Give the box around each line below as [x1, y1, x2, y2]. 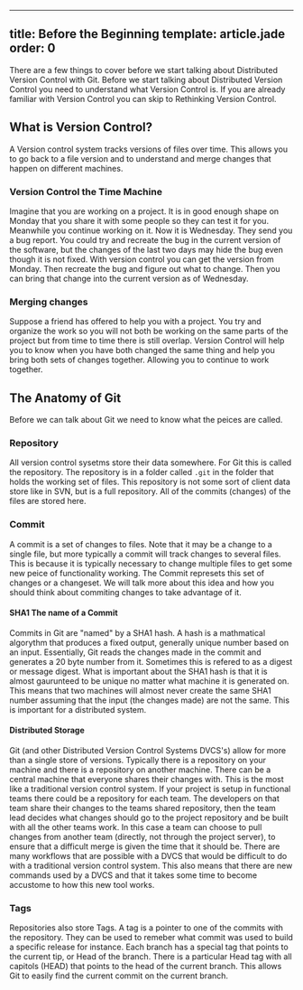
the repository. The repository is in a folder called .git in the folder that [9, 467, 274, 478]
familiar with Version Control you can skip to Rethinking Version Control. [9, 93, 277, 104]
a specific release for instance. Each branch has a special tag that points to [9, 941, 289, 953]
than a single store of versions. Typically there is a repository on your [9, 755, 267, 766]
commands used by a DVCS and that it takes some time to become [9, 870, 258, 881]
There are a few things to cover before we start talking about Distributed [9, 64, 278, 75]
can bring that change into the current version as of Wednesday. [9, 273, 250, 284]
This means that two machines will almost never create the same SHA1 [9, 685, 272, 696]
